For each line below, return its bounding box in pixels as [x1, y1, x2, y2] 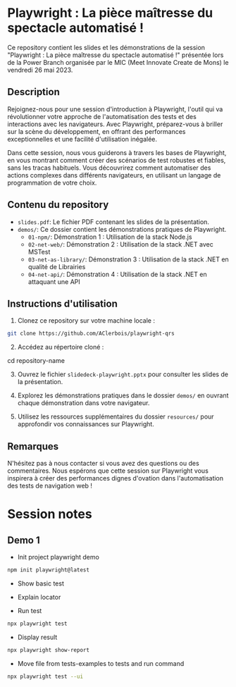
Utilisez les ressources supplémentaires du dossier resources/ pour [17, 412, 214, 421]
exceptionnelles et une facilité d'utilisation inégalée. [7, 135, 157, 143]
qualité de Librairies [27, 262, 86, 271]
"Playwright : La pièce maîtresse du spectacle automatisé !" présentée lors [7, 51, 224, 59]
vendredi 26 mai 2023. [7, 66, 73, 74]
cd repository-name [7, 357, 66, 365]
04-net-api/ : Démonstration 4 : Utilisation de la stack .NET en [27, 270, 207, 278]
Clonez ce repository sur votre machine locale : [17, 316, 155, 325]
